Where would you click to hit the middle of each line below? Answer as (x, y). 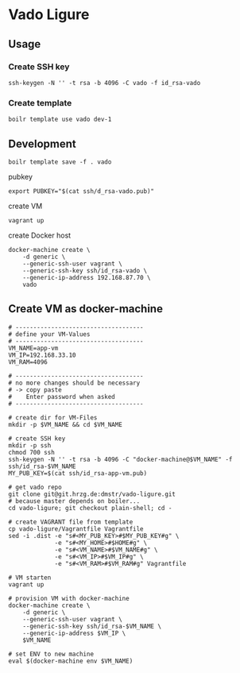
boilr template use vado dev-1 (60, 120)
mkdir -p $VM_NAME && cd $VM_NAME (66, 424)
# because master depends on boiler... (74, 501)
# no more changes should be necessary (74, 383)
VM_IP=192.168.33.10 (43, 355)
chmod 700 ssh (32, 452)
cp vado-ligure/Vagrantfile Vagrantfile (76, 529)
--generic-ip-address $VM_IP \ (74, 633)
